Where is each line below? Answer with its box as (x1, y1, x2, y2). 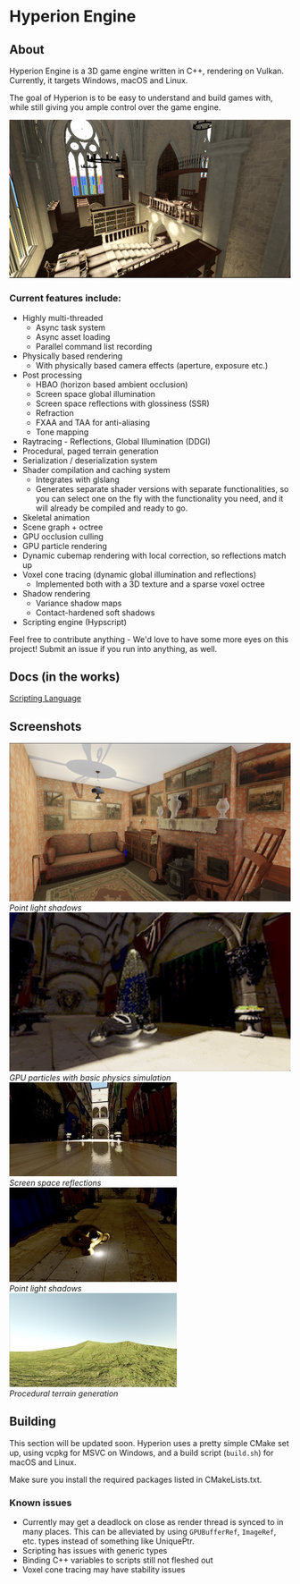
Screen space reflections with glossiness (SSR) (35, 398, 210, 409)
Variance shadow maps (35, 597, 122, 608)
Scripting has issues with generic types (21, 1546, 168, 1555)
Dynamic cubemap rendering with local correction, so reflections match (21, 550, 287, 561)
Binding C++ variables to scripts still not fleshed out (21, 1554, 213, 1565)
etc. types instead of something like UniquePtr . (21, 1536, 195, 1546)
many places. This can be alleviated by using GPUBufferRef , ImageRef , (21, 1527, 277, 1537)
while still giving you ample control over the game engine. (9, 102, 221, 113)
